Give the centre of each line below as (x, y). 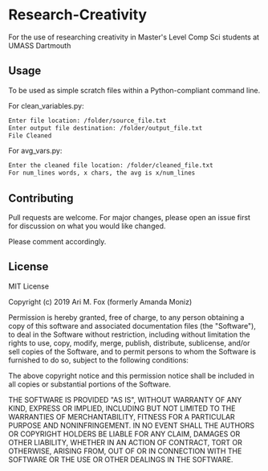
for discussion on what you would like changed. (87, 226)
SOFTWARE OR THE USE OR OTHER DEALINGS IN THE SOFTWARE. (121, 459)
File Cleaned (30, 135)
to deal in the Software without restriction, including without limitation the (129, 334)
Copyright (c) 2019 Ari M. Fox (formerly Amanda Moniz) (100, 301)
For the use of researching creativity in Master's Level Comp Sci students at (134, 37)
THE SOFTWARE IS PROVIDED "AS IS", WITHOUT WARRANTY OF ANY (125, 399)
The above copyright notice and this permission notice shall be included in (131, 375)
